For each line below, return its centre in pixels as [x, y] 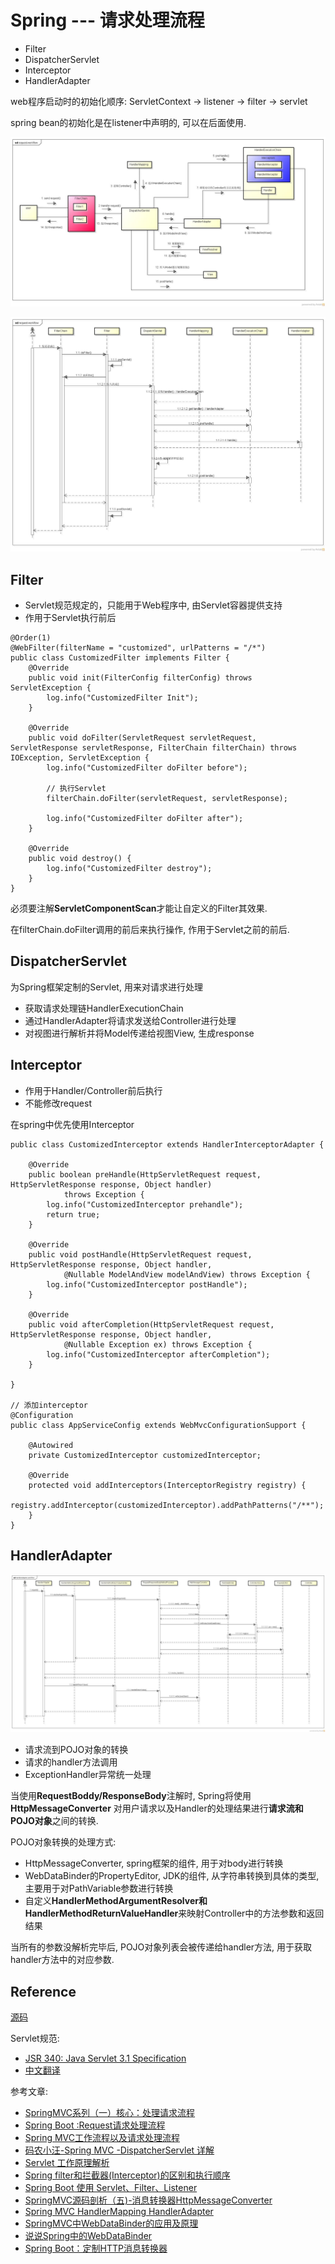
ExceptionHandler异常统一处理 [88, 1775]
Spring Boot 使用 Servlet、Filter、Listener [111, 2188]
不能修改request [58, 1103]
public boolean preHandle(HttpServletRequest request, [145, 1174]
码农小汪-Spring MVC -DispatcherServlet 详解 [119, 2150]
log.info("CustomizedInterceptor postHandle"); [147, 1284]
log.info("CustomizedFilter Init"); [122, 697]
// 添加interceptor [49, 1405]
